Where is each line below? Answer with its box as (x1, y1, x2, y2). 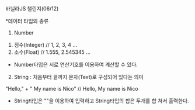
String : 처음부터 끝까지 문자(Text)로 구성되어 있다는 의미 (13, 74, 144, 80)
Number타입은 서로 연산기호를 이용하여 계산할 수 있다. (13, 61, 138, 68)
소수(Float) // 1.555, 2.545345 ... (13, 49, 91, 56)
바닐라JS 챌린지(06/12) (5, 5, 59, 12)
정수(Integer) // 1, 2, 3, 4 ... (13, 42, 77, 48)
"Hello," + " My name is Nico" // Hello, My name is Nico (5, 85, 138, 92)
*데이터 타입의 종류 (5, 18, 49, 25)
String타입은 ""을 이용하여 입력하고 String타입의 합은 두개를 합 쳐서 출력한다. (13, 97, 189, 104)
